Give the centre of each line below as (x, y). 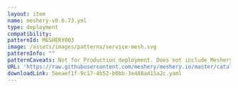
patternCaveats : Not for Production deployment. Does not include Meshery (120, 60)
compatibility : (30, 34)
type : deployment (33, 27)
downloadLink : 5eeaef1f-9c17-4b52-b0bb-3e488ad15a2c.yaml (95, 73)
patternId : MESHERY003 (41, 40)
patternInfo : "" (31, 54)
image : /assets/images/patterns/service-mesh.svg (82, 47)
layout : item (27, 14)
